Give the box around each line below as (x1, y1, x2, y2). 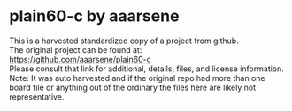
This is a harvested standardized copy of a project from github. (9, 35, 239, 46)
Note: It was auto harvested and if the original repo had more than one (9, 72, 265, 83)
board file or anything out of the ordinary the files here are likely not (9, 82, 257, 92)
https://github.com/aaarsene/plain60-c (9, 54, 152, 64)
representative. (9, 91, 65, 102)
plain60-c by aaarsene (9, 6, 180, 26)
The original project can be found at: (9, 44, 142, 55)
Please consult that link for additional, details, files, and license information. (9, 63, 285, 74)
